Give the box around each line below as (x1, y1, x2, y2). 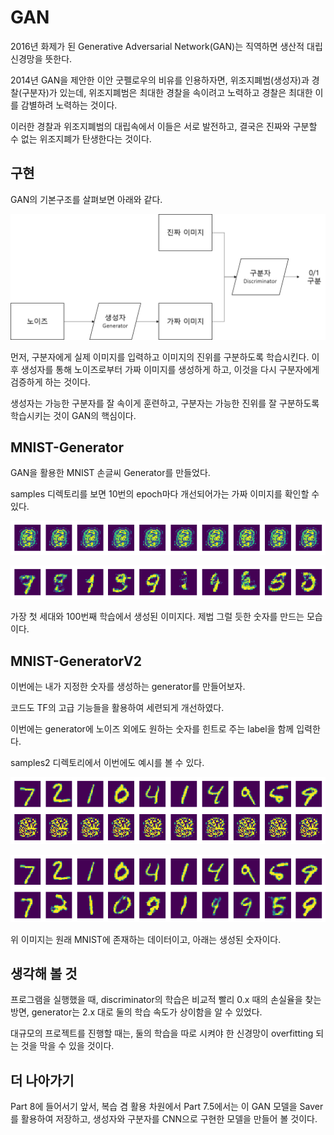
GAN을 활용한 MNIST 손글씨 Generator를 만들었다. (10, 467, 211, 479)
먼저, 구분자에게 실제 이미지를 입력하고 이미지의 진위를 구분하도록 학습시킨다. (10, 351, 310, 363)
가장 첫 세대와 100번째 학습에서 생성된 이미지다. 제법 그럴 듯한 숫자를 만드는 (10, 611, 305, 623)
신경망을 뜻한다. (10, 52, 73, 65)
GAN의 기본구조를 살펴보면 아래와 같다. (10, 193, 163, 205)
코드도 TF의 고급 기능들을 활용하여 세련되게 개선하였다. (10, 702, 225, 714)
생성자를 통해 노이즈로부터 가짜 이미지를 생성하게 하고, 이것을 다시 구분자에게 (20, 363, 320, 375)
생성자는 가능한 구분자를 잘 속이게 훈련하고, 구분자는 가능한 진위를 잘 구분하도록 (10, 397, 320, 409)
